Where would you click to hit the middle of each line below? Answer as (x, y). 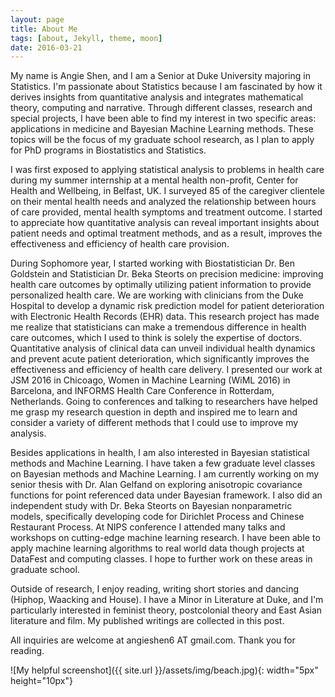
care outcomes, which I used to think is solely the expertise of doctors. (156, 338)
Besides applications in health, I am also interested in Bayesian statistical (160, 453)
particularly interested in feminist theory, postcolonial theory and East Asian (166, 610)
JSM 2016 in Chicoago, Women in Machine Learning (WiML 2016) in (150, 380)
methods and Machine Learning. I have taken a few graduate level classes (163, 463)
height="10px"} (41, 681)
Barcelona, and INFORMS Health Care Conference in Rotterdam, (142, 391)
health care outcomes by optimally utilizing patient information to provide (161, 285)
